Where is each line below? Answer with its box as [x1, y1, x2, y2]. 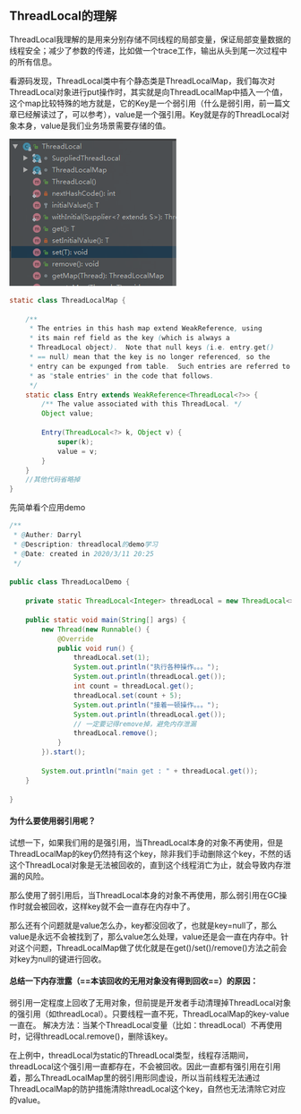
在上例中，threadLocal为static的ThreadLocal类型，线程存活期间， [9, 1050, 254, 1060]
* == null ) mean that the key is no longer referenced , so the [29, 353, 271, 362]
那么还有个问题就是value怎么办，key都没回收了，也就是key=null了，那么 [9, 920, 278, 930]
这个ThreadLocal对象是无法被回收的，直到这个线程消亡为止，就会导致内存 [9, 859, 284, 870]
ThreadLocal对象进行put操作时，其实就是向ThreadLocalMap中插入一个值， [9, 86, 288, 97]
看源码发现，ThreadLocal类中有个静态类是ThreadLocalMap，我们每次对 [9, 75, 276, 86]
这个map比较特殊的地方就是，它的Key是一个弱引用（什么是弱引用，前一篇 [9, 98, 283, 108]
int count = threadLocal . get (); [73, 681, 194, 691]
